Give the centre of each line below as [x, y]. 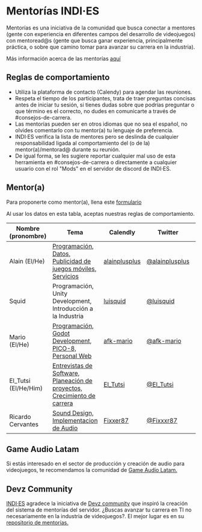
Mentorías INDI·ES [53, 11]
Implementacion [75, 420]
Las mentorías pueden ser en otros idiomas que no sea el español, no [101, 124]
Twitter [168, 232]
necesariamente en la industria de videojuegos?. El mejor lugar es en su [95, 516]
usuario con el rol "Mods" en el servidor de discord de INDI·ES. [93, 168]
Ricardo [20, 417]
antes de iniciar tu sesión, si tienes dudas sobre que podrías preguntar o [105, 105]
